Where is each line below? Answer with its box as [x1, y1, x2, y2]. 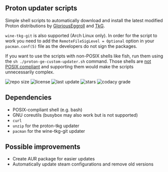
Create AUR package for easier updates [12, 156, 95, 162]
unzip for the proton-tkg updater [12, 123, 80, 129]
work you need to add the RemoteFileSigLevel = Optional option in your [5, 38, 154, 44]
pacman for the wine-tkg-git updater [12, 128, 85, 134]
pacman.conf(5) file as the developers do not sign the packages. [5, 43, 137, 49]
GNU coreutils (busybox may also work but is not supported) [12, 112, 138, 118]
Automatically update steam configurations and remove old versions [12, 161, 154, 167]
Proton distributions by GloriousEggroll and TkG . [5, 23, 105, 29]
